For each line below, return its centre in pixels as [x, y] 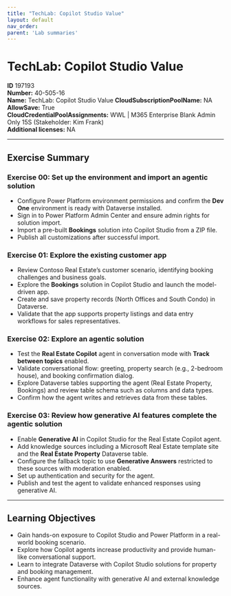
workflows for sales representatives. [69, 321]
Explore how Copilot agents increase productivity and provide [104, 549]
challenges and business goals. [62, 277]
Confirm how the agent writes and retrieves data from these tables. [112, 398]
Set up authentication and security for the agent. [86, 476]
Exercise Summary [48, 158]
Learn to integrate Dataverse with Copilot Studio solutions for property [117, 564]
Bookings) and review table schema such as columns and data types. [115, 390]
